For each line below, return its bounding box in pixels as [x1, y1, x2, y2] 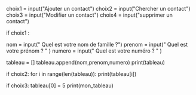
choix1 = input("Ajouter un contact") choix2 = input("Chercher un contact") [6, 5, 191, 12]
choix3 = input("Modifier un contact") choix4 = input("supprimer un [6, 11, 173, 19]
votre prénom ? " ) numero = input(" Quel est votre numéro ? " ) [6, 47, 163, 54]
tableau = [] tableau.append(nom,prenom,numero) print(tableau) [6, 59, 166, 66]
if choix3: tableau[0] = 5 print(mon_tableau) [6, 82, 114, 89]
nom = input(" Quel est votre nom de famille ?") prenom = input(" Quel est [6, 41, 188, 48]
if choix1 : [6, 29, 30, 36]
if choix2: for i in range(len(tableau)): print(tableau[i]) [6, 71, 137, 77]
